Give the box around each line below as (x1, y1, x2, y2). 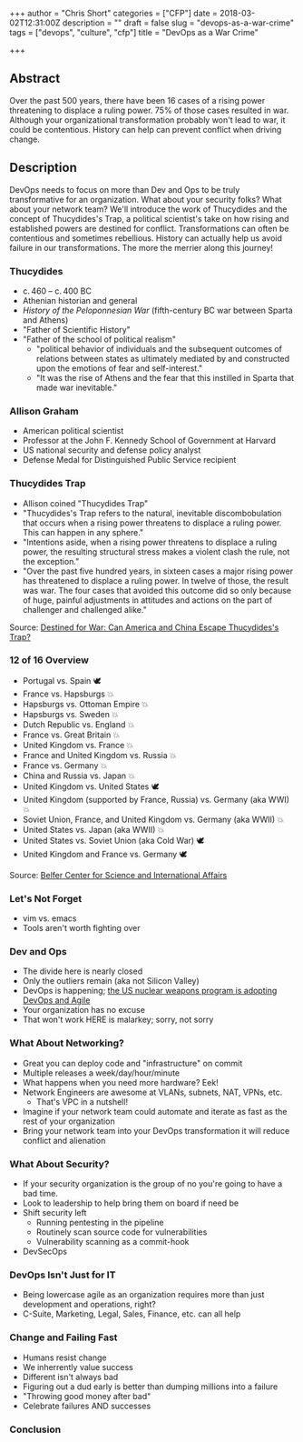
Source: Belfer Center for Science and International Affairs (9, 869, 228, 880)
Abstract (9, 71, 61, 86)
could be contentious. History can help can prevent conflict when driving (9, 124, 282, 135)
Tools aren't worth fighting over (22, 923, 141, 934)
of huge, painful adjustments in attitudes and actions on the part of (22, 595, 273, 606)
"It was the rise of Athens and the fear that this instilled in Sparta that (35, 372, 295, 383)
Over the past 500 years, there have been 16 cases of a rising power (9, 95, 266, 105)
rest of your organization (22, 1116, 115, 1127)
